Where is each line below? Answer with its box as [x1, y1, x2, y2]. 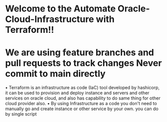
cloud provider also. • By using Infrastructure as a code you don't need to [5, 101, 157, 107]
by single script [5, 111, 37, 117]
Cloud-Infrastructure [5, 13, 94, 25]
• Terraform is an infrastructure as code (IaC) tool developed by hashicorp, [5, 85, 160, 91]
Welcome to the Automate [5, 3, 116, 14]
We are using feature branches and [5, 47, 154, 58]
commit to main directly [5, 68, 106, 80]
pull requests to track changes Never [5, 58, 162, 69]
